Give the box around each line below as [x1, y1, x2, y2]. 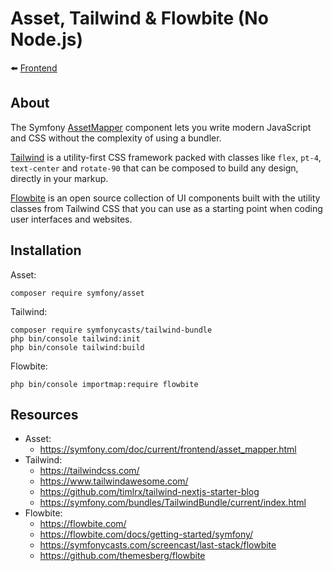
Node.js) [10, 28, 84, 51]
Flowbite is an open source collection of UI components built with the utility [10, 192, 321, 204]
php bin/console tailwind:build [10, 342, 145, 352]
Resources [10, 406, 79, 423]
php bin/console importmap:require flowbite [10, 379, 199, 389]
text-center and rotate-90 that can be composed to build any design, [10, 162, 299, 174]
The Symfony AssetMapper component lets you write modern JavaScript [10, 121, 312, 133]
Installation [10, 242, 82, 259]
